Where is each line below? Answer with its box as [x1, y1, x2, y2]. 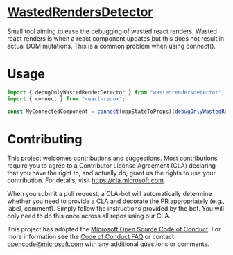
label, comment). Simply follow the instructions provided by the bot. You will [7, 204, 224, 213]
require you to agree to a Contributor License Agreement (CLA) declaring [7, 161, 216, 170]
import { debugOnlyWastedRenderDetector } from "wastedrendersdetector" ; [7, 89, 225, 96]
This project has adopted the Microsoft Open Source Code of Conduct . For [7, 225, 221, 234]
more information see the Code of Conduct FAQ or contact [7, 233, 175, 241]
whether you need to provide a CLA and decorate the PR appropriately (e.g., [7, 197, 225, 205]
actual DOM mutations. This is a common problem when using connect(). [7, 42, 216, 50]
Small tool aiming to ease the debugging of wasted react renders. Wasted [7, 27, 217, 35]
